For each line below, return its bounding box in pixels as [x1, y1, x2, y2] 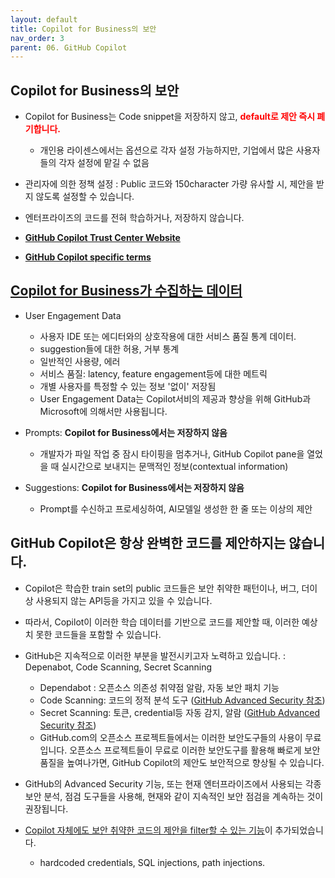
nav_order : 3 [10, 33, 65, 43]
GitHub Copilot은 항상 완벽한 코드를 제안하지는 [10, 535, 287, 552]
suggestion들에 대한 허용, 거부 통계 [39, 342, 180, 355]
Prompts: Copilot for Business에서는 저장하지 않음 [24, 426, 228, 438]
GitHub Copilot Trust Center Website [24, 232, 181, 244]
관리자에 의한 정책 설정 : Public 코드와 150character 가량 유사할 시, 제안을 [24, 178, 315, 190]
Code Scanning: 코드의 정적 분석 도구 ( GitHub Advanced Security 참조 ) [39, 694, 326, 706]
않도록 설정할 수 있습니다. [35, 191, 135, 203]
